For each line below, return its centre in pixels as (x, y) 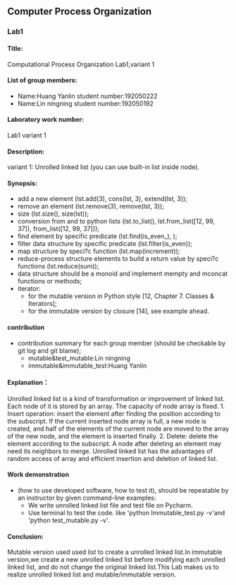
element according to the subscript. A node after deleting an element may (114, 443)
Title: (15, 48)
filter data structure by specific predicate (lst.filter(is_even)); (105, 244)
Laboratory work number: (46, 120)
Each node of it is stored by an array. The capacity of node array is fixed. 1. (116, 406)
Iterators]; (43, 304)
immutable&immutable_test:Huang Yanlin (87, 365)
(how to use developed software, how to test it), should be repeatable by (123, 490)
